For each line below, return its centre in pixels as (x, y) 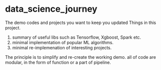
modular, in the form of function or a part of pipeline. (58, 62)
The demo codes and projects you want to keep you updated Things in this (81, 23)
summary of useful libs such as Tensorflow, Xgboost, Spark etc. (77, 37)
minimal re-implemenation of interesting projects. (62, 47)
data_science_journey (51, 9)
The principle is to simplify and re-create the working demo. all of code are (80, 57)
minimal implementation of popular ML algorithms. (63, 42)
